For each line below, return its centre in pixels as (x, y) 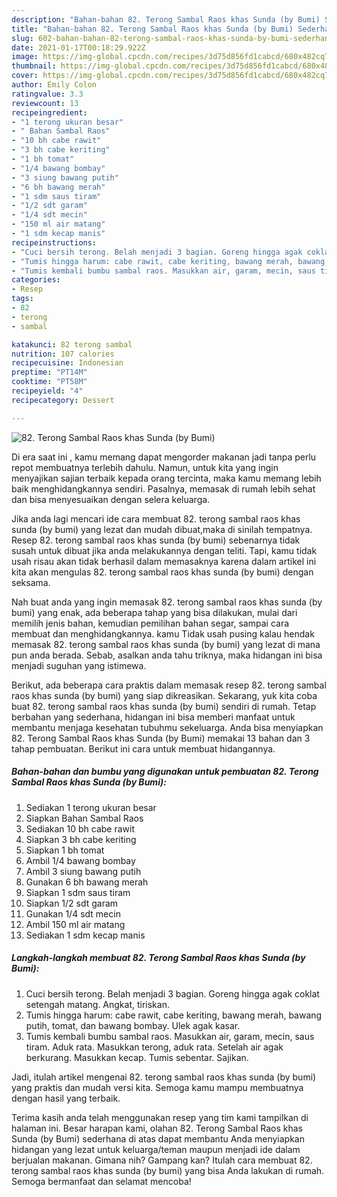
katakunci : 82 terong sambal (72, 344)
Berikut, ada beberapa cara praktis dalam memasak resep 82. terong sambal (169, 685)
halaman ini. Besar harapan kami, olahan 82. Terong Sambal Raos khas (157, 1128)
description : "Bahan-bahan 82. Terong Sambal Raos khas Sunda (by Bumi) (166, 19)
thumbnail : (34, 66)
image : (25, 57)
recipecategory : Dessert (63, 400)
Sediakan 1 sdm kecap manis (85, 935)
